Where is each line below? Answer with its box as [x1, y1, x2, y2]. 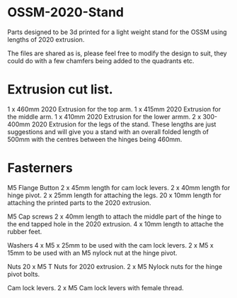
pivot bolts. [7, 270, 40, 278]
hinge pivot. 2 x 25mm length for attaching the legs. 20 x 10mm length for [7, 191, 221, 199]
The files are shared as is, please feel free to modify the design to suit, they [7, 49, 228, 57]
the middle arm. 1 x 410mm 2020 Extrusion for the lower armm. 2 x [7, 112, 202, 121]
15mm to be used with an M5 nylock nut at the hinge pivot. [7, 248, 178, 257]
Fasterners [7, 160, 73, 176]
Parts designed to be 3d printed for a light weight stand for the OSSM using [7, 28, 228, 36]
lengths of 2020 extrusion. [7, 35, 85, 43]
